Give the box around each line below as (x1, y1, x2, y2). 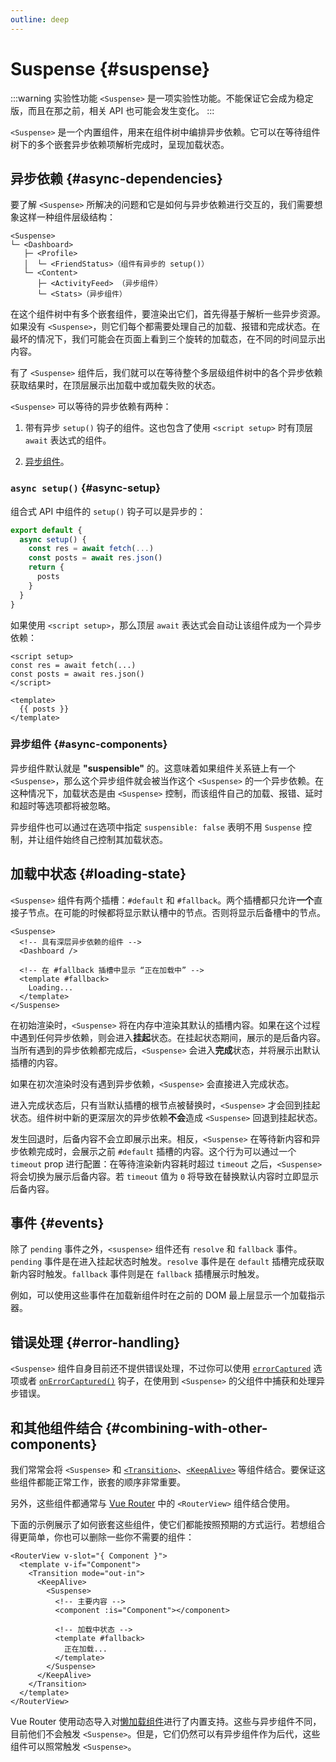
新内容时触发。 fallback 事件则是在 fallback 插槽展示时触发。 (10, 1268, 265, 1280)
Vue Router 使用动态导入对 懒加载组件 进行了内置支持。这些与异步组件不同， (10, 1716, 322, 1728)
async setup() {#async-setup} (10, 481, 161, 495)
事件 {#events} (10, 1215, 105, 1232)
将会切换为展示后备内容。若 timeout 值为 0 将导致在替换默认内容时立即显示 (10, 1170, 320, 1182)
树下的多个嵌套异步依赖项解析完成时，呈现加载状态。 (10, 138, 230, 150)
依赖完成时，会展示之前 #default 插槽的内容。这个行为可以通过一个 (18, 1145, 297, 1157)
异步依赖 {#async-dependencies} (10, 170, 223, 187)
